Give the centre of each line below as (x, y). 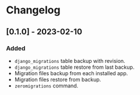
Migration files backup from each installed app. (71, 73)
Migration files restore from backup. (58, 79)
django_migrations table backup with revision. (70, 61)
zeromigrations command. (46, 86)
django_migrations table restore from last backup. (74, 67)
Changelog (33, 10)
